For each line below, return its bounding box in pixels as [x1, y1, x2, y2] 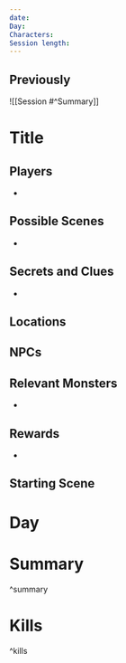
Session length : [9, 38, 70, 48]
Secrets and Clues [9, 264, 114, 279]
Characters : [9, 30, 54, 39]
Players [9, 164, 53, 179]
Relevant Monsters [9, 375, 118, 391]
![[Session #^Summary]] [9, 96, 99, 107]
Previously [9, 71, 71, 87]
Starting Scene [9, 476, 95, 491]
